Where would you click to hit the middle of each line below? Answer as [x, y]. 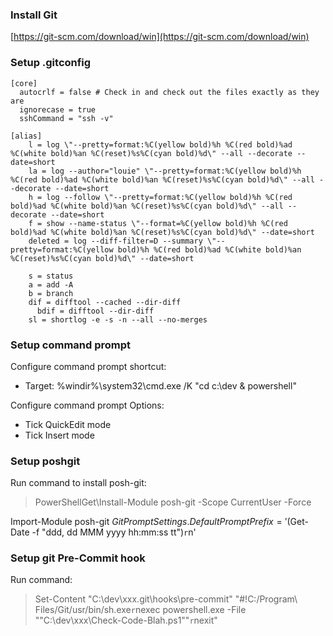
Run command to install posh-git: [78, 483]
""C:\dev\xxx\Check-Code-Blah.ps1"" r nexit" [126, 620]
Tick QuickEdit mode [68, 424]
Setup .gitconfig [51, 63]
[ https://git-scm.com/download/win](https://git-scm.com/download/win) [160, 37]
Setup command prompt [71, 345]
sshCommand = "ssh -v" [66, 118]
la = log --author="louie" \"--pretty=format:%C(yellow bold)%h [165, 171]
